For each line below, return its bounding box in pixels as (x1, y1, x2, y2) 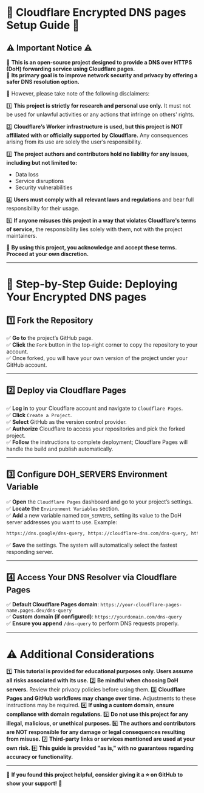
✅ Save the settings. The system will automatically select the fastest (6, 541, 178, 549)
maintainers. (6, 232, 38, 239)
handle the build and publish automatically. (6, 445, 114, 452)
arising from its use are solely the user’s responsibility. (6, 138, 143, 145)
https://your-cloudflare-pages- (100, 602, 182, 608)
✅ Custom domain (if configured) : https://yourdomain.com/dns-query (6, 613, 182, 620)
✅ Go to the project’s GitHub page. (6, 334, 93, 341)
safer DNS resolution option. (6, 78, 80, 85)
